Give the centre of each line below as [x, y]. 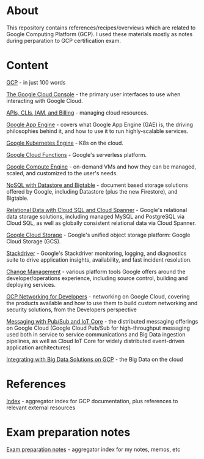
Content [27, 66]
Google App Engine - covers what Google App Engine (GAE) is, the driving [100, 124]
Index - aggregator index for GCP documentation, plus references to [92, 401]
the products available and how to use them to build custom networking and [102, 303]
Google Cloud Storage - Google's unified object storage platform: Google [98, 235]
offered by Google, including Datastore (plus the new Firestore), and [92, 191]
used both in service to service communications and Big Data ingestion [96, 334]
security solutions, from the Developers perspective [72, 309]
